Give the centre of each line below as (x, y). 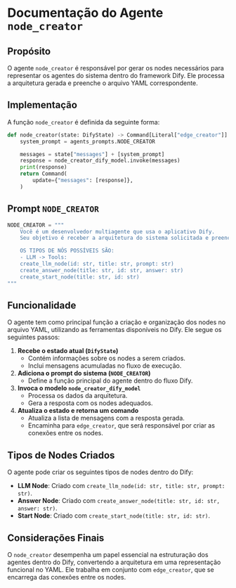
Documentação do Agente (85, 13)
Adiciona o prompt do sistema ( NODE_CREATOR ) (84, 373)
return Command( (44, 174)
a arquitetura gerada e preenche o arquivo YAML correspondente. (103, 83)
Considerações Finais (56, 538)
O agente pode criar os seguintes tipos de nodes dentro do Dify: (100, 472)
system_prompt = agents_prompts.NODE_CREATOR (88, 141)
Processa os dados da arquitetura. (78, 396)
